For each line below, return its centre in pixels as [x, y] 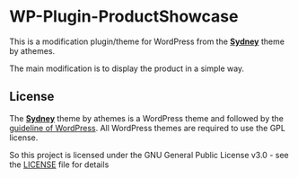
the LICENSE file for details [59, 165]
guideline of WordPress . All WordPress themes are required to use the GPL [147, 128]
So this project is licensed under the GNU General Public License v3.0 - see [149, 155]
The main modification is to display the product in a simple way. [127, 68]
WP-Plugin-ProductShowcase [124, 17]
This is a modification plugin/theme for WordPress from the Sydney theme [147, 41]
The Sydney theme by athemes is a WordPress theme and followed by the [147, 118]
